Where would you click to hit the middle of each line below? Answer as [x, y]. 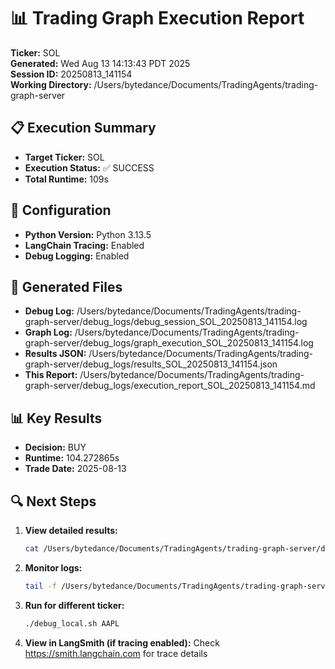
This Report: [51, 375]
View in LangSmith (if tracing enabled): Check [122, 642]
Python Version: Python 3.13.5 [88, 234]
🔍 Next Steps [53, 501]
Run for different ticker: [74, 605]
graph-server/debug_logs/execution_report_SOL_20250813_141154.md [170, 386]
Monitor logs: [53, 567]
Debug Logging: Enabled [77, 256]
